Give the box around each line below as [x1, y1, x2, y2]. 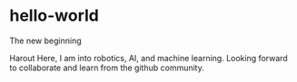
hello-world [9, 5, 100, 26]
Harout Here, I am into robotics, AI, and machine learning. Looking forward [9, 52, 288, 63]
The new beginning [9, 35, 82, 46]
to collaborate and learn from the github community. [9, 62, 204, 73]
